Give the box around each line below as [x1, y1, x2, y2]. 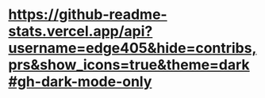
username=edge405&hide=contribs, [8, 40, 257, 57]
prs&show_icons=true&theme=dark [8, 56, 250, 74]
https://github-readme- [8, 6, 168, 24]
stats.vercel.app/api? [8, 22, 153, 40]
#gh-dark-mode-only [8, 73, 152, 91]
